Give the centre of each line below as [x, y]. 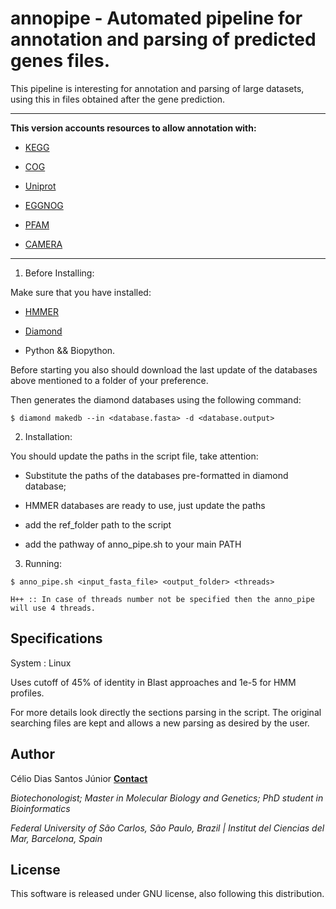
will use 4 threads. [53, 608]
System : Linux [41, 663]
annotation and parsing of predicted [163, 39]
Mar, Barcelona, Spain [56, 838]
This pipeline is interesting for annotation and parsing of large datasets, [157, 88]
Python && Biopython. [70, 350]
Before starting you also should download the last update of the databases [164, 369]
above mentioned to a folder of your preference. [109, 380]
